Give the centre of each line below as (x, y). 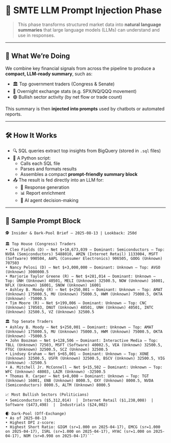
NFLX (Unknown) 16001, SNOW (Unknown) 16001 (53, 285)
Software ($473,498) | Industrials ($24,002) (57, 405)
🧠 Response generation (45, 187)
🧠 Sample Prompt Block (43, 221)
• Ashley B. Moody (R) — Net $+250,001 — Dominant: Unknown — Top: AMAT (84, 290)
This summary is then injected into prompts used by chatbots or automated (85, 108)
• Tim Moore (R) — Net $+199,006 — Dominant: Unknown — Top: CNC (76, 303)
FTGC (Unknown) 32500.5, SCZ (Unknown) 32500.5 (57, 350)
